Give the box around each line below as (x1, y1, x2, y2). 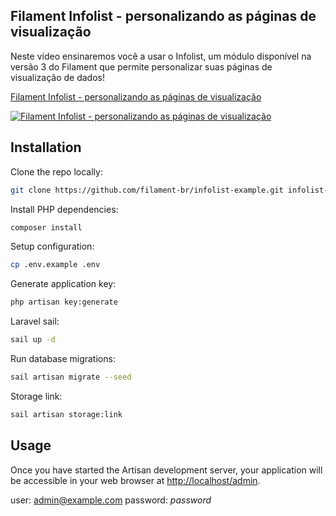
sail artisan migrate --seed (10, 372, 132, 382)
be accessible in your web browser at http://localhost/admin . (10, 474, 261, 486)
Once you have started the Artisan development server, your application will (10, 464, 323, 476)
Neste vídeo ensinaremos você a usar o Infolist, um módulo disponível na (10, 50, 312, 62)
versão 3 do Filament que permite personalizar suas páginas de (10, 60, 273, 73)
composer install (10, 222, 83, 233)
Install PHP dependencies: (10, 203, 119, 215)
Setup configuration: (10, 240, 95, 253)
